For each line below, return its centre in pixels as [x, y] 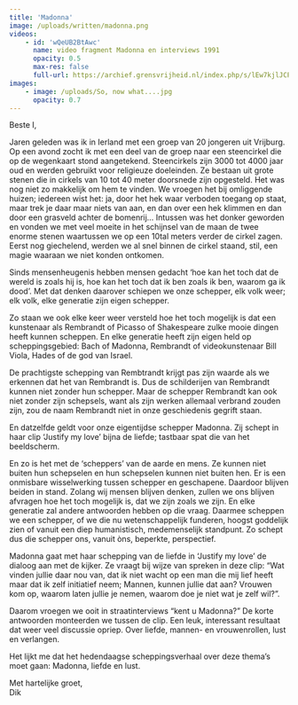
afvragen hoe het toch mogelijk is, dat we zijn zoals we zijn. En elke [132, 501]
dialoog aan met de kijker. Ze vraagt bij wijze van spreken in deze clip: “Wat [147, 566]
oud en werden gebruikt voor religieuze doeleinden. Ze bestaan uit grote [141, 170]
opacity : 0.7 [57, 100]
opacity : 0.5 [57, 59]
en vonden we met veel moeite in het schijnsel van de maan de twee [134, 227]
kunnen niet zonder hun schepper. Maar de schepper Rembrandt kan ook [143, 392]
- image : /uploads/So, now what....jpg [99, 91]
